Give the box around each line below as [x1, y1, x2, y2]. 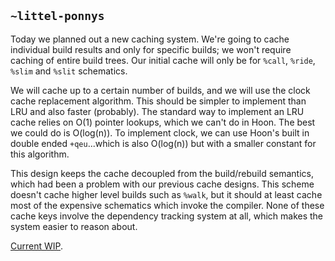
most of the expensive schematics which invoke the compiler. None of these [10, 199, 325, 211]
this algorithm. [10, 148, 70, 160]
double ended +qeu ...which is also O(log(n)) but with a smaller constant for [10, 137, 317, 149]
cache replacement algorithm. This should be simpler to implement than [10, 95, 307, 107]
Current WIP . [10, 240, 64, 252]
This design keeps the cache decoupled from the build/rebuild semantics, [10, 167, 315, 179]
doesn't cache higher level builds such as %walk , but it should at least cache [10, 188, 323, 200]
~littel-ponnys [10, 9, 105, 24]
